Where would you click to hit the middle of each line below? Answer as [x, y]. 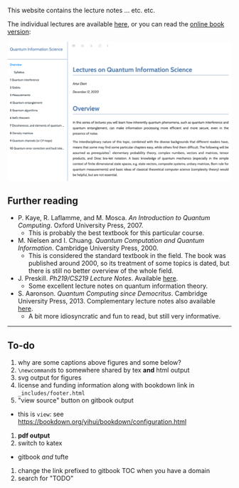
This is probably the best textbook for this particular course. [116, 233]
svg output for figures [49, 378]
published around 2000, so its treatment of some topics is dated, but [129, 264]
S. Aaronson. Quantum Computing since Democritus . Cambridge [112, 294]
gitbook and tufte [43, 457]
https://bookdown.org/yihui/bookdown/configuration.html [102, 422]
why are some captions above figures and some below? [99, 363]
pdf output [34, 436]
